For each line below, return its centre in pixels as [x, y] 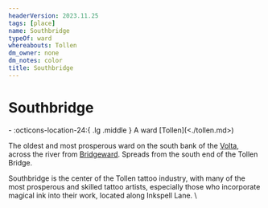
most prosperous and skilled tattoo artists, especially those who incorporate [134, 186]
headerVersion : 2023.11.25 [54, 16]
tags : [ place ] [32, 23]
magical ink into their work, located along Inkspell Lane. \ [103, 195]
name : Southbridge [39, 31]
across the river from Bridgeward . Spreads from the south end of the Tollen [133, 154]
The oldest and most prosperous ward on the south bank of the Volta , [124, 145]
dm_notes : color [35, 61]
